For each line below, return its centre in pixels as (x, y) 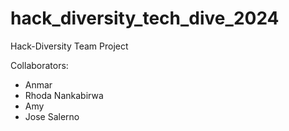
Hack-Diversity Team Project (69, 46)
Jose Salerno (52, 116)
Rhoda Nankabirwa (64, 95)
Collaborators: (39, 65)
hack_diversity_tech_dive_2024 (145, 18)
